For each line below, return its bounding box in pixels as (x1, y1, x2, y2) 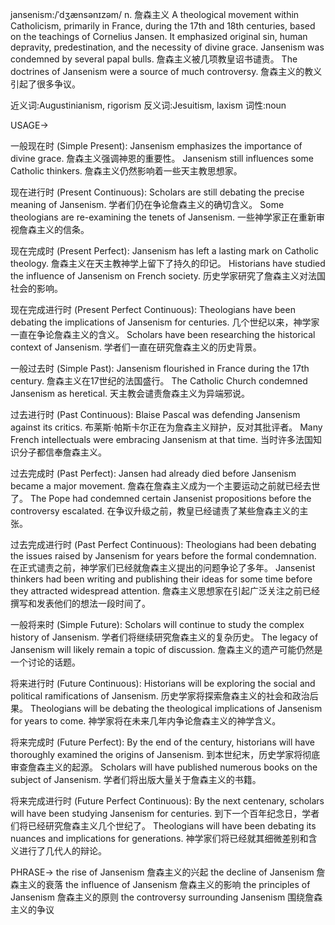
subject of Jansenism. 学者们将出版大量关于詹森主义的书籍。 (10, 774, 262, 785)
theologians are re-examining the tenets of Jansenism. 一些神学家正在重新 (10, 211, 317, 223)
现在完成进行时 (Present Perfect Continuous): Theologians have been (10, 304, 296, 315)
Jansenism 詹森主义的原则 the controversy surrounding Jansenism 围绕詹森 (10, 891, 323, 903)
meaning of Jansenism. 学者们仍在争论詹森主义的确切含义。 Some (10, 199, 285, 210)
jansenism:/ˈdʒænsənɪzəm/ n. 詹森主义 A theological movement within (10, 9, 300, 20)
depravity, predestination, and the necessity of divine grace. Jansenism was (10, 41, 325, 53)
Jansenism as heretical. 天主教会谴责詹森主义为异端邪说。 (10, 388, 251, 399)
